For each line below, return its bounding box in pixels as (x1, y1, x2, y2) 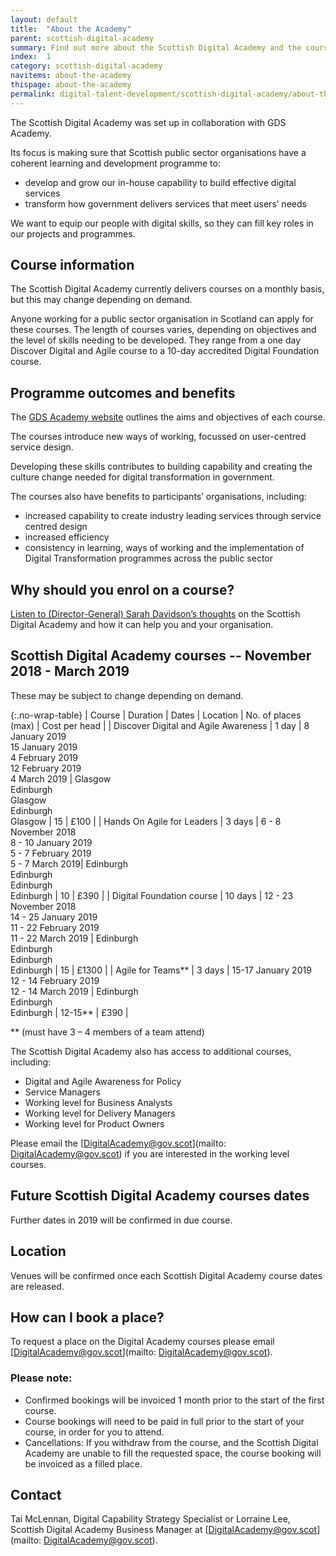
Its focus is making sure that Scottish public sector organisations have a (10, 146, 307, 158)
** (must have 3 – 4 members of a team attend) (10, 1026, 205, 1038)
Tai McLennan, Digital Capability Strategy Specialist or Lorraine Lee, (10, 1513, 291, 1525)
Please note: (10, 1371, 73, 1385)
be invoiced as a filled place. (24, 1457, 143, 1470)
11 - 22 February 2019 (10, 921, 100, 933)
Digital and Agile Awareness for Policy (24, 1075, 182, 1087)
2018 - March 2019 (10, 663, 130, 680)
